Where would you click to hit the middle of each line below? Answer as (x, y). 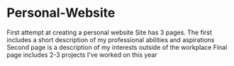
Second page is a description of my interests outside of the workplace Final (117, 47)
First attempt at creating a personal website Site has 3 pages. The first (109, 32)
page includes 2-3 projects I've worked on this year (82, 55)
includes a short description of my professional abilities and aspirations (111, 39)
